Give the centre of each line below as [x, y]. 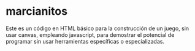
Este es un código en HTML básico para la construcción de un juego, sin [97, 28]
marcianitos [37, 11]
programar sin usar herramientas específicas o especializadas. [85, 41]
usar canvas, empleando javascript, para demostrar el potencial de [90, 34]
